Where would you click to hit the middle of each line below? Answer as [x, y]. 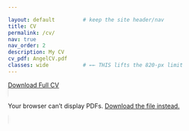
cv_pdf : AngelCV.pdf [38, 59]
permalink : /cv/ [31, 33]
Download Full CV [33, 85]
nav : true [22, 39]
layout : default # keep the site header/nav [86, 20]
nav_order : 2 [27, 46]
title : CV [22, 26]
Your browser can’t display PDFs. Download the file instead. [94, 106]
